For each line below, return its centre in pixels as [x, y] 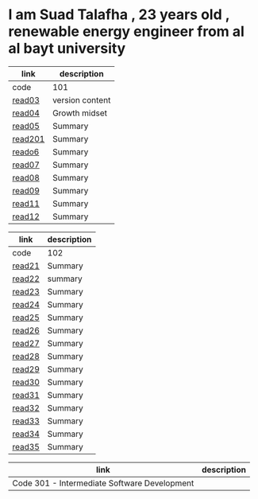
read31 [26, 395]
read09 [26, 190]
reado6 [26, 151]
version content [82, 99]
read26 [26, 330]
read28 [26, 356]
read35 [26, 446]
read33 [26, 421]
